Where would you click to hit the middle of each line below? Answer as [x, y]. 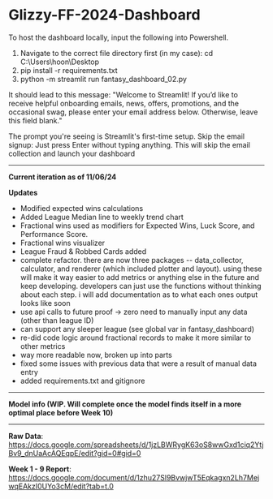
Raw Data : [26, 436]
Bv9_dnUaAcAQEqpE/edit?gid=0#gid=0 [75, 453]
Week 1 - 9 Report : [40, 469]
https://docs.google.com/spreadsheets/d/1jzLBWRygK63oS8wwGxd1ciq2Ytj [136, 445]
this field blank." [35, 120]
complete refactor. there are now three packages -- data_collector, [132, 260]
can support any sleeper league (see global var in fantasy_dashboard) [137, 329]
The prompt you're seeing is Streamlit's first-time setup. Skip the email [127, 136]
